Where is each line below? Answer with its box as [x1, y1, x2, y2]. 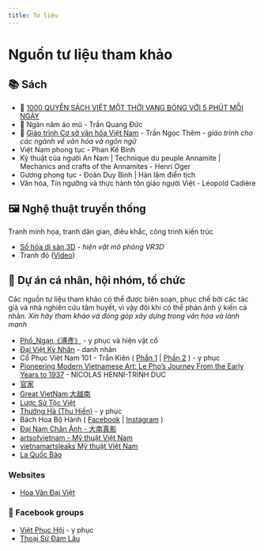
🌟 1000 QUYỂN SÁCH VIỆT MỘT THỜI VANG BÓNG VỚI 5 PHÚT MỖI [19, 103, 243, 112]
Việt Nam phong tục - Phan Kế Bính [19, 144, 136, 154]
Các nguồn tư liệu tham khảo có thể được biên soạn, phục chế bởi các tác [8, 294, 249, 304]
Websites [8, 470, 46, 481]
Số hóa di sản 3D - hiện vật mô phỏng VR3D [19, 242, 164, 252]
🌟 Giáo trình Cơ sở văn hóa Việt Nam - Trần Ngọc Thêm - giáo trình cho [19, 128, 253, 137]
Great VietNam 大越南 [19, 389, 91, 399]
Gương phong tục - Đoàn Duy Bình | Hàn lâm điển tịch [19, 170, 196, 179]
